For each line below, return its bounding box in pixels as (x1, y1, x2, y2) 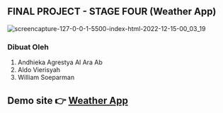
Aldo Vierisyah (17, 66, 61, 74)
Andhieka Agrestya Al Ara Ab (17, 58, 103, 66)
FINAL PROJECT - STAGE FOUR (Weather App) (7, 6, 217, 18)
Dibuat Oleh (7, 42, 50, 52)
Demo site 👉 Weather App (7, 95, 129, 107)
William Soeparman (17, 73, 75, 82)
